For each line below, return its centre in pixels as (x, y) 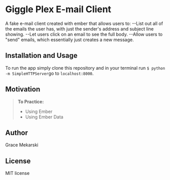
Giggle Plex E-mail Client (58, 9)
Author (16, 132)
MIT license (18, 173)
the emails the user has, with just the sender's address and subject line (79, 28)
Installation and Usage (41, 56)
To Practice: (31, 101)
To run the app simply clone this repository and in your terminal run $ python (85, 68)
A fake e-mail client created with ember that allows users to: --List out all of (84, 23)
